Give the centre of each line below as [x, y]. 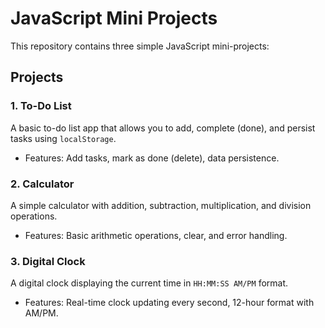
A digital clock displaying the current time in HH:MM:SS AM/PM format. [149, 283]
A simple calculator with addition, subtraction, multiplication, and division [161, 205]
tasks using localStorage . [63, 138]
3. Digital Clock [48, 261]
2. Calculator [42, 184]
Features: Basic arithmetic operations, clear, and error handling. [156, 235]
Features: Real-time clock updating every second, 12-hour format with [169, 303]
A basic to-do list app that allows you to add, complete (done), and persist [163, 128]
